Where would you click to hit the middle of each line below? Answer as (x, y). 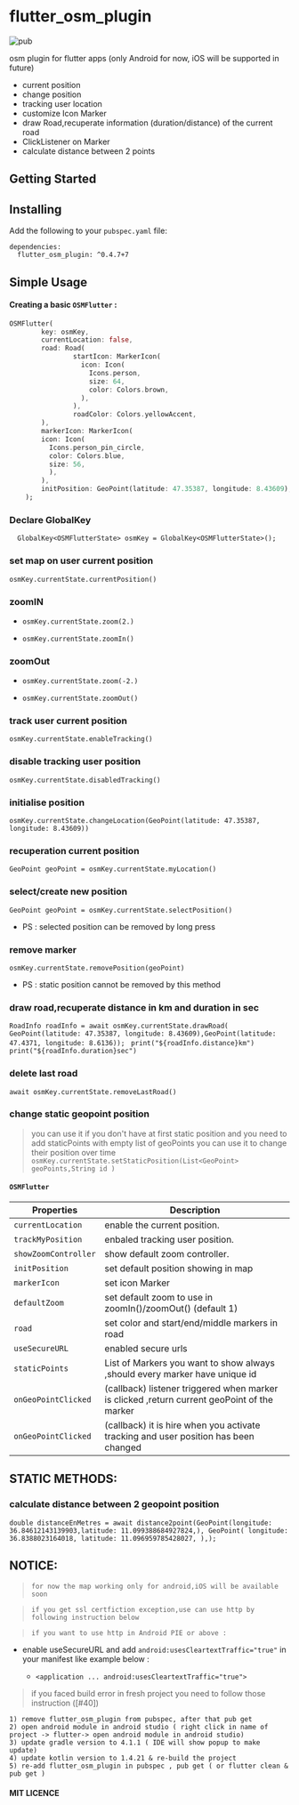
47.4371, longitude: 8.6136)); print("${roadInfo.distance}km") (132, 1044)
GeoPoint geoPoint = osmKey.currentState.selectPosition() (121, 910)
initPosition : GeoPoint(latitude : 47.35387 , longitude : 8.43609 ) (165, 489)
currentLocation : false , (87, 340)
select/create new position (68, 891)
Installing (36, 210)
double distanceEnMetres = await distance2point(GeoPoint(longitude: (141, 1523)
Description (195, 1210)
